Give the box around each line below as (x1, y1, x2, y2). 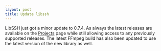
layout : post (5, 7, 32, 12)
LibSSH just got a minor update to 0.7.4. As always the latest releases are (5, 25, 153, 31)
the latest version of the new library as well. (5, 40, 93, 46)
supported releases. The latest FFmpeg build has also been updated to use (5, 35, 156, 41)
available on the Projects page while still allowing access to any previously (5, 30, 155, 36)
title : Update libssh (5, 12, 49, 17)
